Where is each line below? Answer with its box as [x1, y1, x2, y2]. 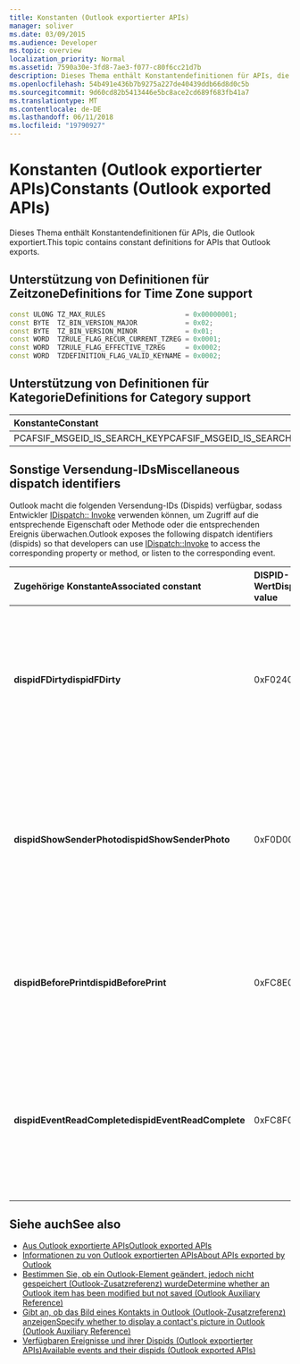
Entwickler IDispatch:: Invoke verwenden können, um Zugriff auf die [9, 509, 259, 520]
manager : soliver [9, 21, 74, 30]
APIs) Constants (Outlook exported [9, 179, 271, 199]
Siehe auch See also [9, 1217, 121, 1233]
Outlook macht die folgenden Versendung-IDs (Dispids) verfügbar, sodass [9, 500, 283, 511]
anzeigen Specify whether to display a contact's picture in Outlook [21, 1317, 265, 1327]
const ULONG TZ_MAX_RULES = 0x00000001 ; [9, 309, 238, 318]
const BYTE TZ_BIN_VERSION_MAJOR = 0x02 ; [9, 318, 214, 327]
